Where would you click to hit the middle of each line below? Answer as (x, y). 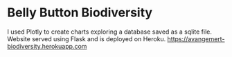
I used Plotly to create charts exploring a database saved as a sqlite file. (110, 32)
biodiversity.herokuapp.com (47, 46)
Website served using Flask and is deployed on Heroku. (87, 38)
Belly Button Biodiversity (80, 13)
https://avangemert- (196, 38)
